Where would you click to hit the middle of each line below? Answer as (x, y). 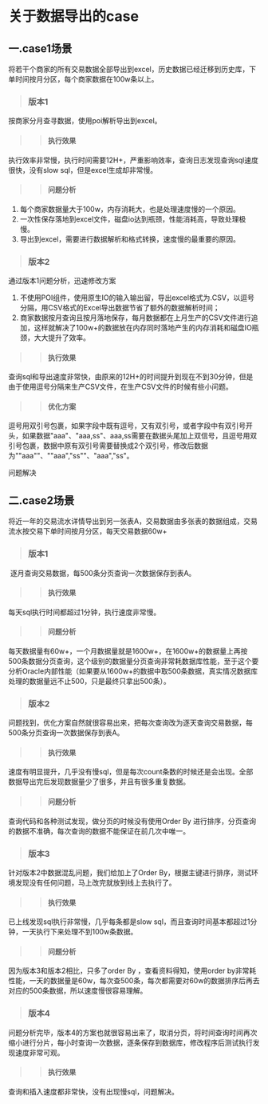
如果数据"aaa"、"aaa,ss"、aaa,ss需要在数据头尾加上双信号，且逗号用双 (140, 436)
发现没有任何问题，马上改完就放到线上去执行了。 (95, 882)
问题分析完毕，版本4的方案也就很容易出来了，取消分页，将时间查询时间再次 (133, 1032)
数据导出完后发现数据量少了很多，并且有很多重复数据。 (99, 782)
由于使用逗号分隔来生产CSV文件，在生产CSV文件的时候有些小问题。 (120, 387)
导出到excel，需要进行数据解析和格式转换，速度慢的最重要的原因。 (130, 239)
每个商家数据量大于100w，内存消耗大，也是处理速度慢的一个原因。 (130, 209)
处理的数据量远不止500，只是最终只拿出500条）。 (89, 681)
